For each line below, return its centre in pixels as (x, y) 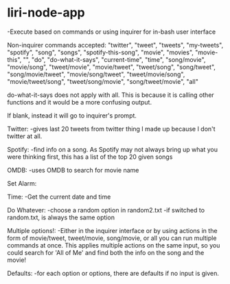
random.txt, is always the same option (61, 217)
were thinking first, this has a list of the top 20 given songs (90, 157)
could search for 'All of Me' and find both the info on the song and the (106, 252)
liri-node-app (46, 13)
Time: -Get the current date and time (59, 197)
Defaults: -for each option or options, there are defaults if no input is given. (113, 273)
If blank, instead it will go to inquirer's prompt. (72, 116)
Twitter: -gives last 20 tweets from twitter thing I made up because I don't (111, 129)
